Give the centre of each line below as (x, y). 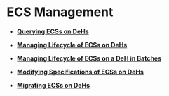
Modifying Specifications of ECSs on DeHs (80, 72)
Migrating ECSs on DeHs (53, 85)
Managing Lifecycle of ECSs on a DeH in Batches (89, 58)
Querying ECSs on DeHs (53, 31)
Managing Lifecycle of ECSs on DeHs (72, 45)
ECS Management (60, 12)
